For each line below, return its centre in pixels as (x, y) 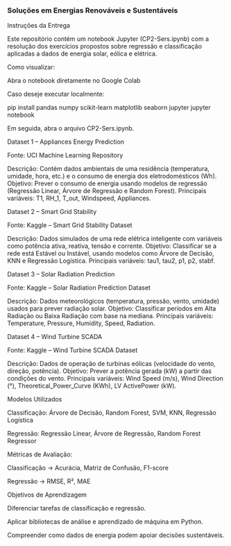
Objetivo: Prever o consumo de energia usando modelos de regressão (107, 183)
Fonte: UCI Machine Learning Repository (65, 156)
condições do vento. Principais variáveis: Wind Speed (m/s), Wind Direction (115, 379)
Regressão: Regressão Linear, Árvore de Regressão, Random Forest (104, 433)
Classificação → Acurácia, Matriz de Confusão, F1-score (88, 468)
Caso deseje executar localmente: (56, 94)
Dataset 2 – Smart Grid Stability (52, 212)
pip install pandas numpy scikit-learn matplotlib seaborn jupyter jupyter (109, 108)
